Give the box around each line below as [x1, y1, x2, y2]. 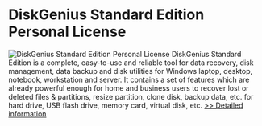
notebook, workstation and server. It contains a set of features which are [8, 75, 250, 84]
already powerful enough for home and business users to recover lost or [8, 83, 249, 93]
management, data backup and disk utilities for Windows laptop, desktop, [8, 66, 253, 75]
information [8, 108, 47, 118]
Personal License [8, 22, 127, 41]
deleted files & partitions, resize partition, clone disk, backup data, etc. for [8, 91, 254, 101]
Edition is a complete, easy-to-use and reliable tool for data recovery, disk [8, 58, 254, 67]
